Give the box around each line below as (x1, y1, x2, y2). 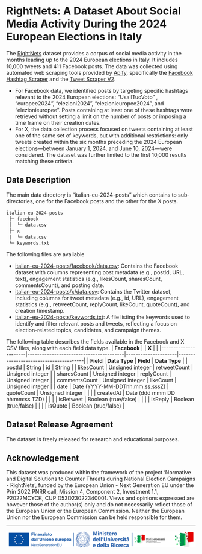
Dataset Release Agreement (6, 420, 114, 430)
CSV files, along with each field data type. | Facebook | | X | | (6, 344, 158, 351)
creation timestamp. (14, 307, 65, 314)
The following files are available (6, 250, 85, 257)
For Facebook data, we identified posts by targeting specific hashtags (14, 87, 188, 94)
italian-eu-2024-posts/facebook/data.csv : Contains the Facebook (14, 262, 179, 269)
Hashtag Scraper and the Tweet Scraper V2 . (6, 75, 116, 83)
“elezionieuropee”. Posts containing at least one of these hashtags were (14, 106, 194, 113)
